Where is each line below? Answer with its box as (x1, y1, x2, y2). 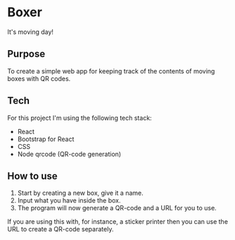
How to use (7, 170, 58, 182)
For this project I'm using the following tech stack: (7, 114, 153, 122)
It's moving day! (7, 28, 54, 36)
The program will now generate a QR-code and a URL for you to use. (17, 204, 217, 212)
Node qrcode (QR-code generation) (17, 150, 122, 158)
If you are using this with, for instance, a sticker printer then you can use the (7, 217, 229, 226)
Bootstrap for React (17, 135, 75, 143)
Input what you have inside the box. (17, 196, 121, 205)
